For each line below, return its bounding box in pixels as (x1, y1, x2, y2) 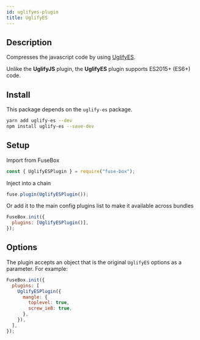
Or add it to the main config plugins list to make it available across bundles (6, 202, 194, 210)
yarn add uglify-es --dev (6, 117, 72, 124)
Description (6, 37, 52, 48)
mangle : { (22, 294, 48, 300)
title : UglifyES (6, 15, 48, 21)
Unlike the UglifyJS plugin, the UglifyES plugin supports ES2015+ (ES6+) (6, 65, 191, 73)
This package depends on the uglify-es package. (6, 106, 133, 113)
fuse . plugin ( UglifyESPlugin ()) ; (6, 191, 89, 198)
